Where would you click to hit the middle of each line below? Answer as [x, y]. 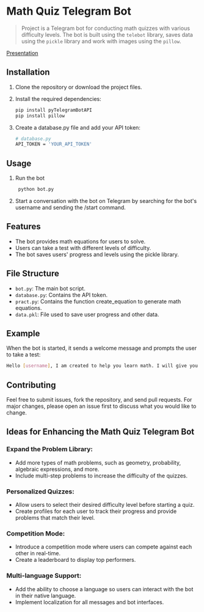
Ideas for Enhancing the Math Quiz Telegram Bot [100, 432]
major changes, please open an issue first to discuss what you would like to [101, 406]
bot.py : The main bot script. [50, 288]
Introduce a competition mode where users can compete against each [104, 547]
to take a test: [24, 355]
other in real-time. [38, 553]
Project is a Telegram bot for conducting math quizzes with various [106, 28]
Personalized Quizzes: [40, 492]
